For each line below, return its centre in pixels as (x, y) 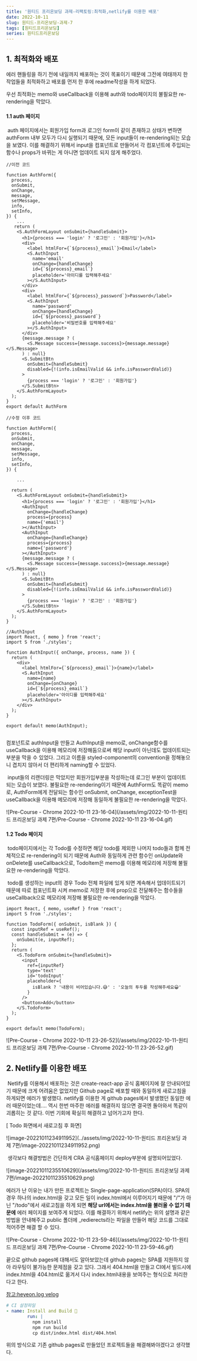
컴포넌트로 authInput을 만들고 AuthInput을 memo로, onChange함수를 (87, 743)
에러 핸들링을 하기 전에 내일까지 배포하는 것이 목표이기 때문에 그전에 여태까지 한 (97, 74)
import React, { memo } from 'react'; (54, 637)
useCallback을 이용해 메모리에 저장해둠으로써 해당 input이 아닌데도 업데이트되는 (98, 750)
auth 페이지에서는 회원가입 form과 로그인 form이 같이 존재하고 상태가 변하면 (95, 130)
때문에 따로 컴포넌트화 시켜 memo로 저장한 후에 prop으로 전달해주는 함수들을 (95, 890)
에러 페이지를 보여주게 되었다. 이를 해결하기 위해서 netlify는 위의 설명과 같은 (103, 1212)
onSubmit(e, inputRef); (46, 940)
